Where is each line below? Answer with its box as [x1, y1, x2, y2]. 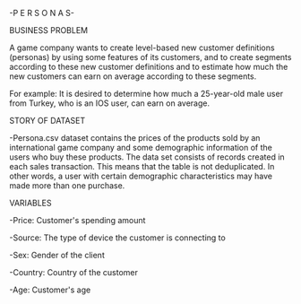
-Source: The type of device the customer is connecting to [9, 232, 226, 243]
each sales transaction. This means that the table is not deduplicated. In [9, 161, 275, 171]
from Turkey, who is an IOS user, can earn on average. [9, 98, 211, 109]
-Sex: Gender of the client [9, 250, 105, 260]
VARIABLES [9, 197, 52, 208]
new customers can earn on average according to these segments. [9, 71, 257, 82]
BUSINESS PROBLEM [9, 25, 88, 35]
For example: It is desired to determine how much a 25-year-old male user [9, 89, 284, 99]
